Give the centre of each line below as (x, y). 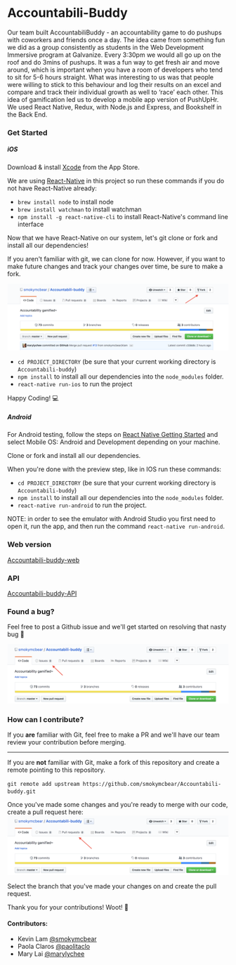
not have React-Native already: (52, 188)
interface (31, 224)
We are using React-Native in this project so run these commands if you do (116, 180)
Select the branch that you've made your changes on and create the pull (112, 886)
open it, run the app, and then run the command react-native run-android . (116, 526)
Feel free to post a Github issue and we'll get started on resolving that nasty (117, 627)
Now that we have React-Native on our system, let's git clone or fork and (112, 237)
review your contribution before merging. (67, 742)
